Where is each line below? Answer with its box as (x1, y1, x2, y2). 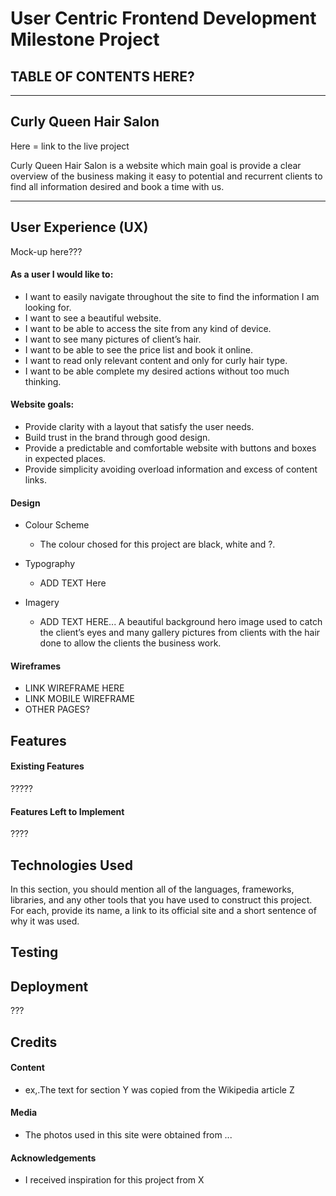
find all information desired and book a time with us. (10, 180, 225, 192)
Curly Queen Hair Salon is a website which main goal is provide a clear (10, 159, 302, 171)
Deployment (10, 978, 89, 995)
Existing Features (10, 760, 85, 772)
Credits (10, 1033, 58, 1051)
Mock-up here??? (10, 245, 83, 257)
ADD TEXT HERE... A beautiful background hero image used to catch (39, 616, 323, 628)
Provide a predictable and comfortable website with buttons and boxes (24, 442, 317, 454)
